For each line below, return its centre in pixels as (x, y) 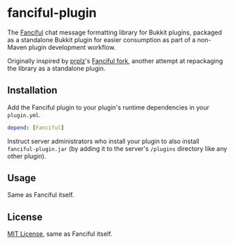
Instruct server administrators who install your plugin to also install (103, 141)
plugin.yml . (24, 114)
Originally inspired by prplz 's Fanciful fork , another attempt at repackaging (115, 60)
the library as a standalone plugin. (57, 68)
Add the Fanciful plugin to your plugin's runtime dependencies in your (108, 107)
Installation (32, 90)
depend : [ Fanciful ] (36, 128)
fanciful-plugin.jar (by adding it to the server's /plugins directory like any (117, 148)
